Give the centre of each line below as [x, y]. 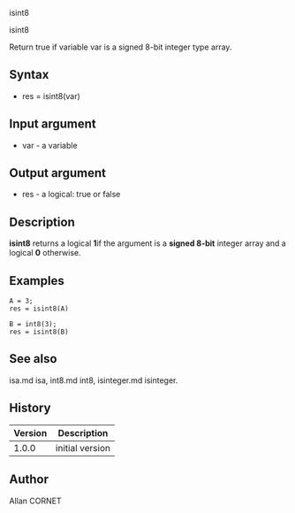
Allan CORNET [35, 501]
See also [33, 359]
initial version [83, 448]
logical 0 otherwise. [45, 253]
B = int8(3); [33, 325]
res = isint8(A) [39, 309]
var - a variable [49, 145]
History [30, 408]
